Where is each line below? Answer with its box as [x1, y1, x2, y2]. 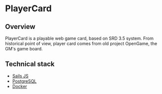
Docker [12, 83, 27, 89]
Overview [5, 23, 36, 31]
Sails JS [12, 73, 28, 79]
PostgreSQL [12, 78, 37, 84]
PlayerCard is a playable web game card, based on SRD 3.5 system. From [5, 35, 154, 41]
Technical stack [5, 60, 55, 69]
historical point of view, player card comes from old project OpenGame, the [5, 41, 158, 47]
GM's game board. [5, 46, 43, 51]
